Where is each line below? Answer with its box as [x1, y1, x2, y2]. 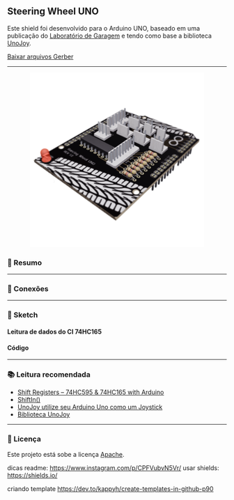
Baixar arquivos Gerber [7, 52, 74, 61]
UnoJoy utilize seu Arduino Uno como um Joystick [17, 403, 163, 412]
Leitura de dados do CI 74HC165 [7, 327, 102, 336]
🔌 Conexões [7, 284, 49, 294]
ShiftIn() [17, 396, 40, 404]
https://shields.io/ [7, 471, 58, 479]
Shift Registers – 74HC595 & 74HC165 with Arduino [17, 388, 164, 396]
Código [7, 343, 29, 352]
